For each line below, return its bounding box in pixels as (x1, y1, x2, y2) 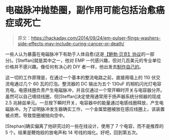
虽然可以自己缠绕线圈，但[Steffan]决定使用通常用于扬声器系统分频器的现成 (5, 93, 161, 99)
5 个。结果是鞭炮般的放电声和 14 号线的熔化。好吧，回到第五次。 (5, 129, 141, 135)
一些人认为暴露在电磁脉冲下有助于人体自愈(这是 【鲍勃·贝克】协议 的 (5, 51, 146, 57)
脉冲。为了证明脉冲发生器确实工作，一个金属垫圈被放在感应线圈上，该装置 (9, 106, 165, 112)
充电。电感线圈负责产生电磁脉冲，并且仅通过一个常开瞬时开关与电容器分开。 (5, 87, 165, 93)
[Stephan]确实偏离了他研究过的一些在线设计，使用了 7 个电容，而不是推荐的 (5, 123, 164, 129)
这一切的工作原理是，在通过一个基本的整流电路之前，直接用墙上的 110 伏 (5, 74, 156, 80)
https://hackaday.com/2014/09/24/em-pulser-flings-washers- (31, 35, 161, 41)
